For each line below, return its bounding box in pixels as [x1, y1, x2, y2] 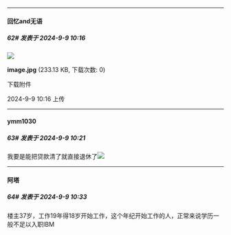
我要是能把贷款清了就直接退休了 [7, 153, 98, 161]
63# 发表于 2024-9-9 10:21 [7, 133, 86, 142]
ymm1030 [7, 117, 36, 126]
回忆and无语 [7, 16, 43, 25]
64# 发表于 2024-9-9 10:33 [7, 193, 87, 201]
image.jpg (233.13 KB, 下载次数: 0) [7, 65, 106, 74]
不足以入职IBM [12, 220, 55, 228]
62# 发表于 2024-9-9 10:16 [7, 34, 86, 42]
